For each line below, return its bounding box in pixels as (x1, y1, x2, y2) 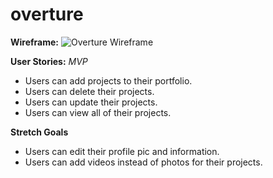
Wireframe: (10, 36, 60, 48)
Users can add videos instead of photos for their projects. (24, 156, 263, 168)
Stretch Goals (10, 126, 69, 138)
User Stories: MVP (10, 55, 88, 67)
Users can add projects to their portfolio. (24, 74, 193, 87)
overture (10, 3, 84, 26)
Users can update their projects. (24, 96, 158, 108)
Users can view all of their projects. (24, 106, 172, 118)
